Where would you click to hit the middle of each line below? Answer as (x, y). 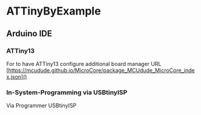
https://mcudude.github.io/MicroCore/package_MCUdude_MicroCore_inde (101, 70)
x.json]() (17, 76)
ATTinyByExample (54, 11)
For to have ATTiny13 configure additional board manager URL (84, 64)
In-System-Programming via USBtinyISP (67, 92)
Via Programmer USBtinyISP (41, 106)
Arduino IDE (29, 34)
